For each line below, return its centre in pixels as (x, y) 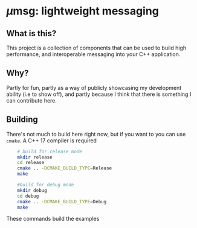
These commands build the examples (53, 219)
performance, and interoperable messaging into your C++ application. (93, 54)
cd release (31, 163)
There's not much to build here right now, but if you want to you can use (96, 134)
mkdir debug (32, 190)
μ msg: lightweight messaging (82, 11)
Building (22, 120)
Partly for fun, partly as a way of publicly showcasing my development (94, 87)
